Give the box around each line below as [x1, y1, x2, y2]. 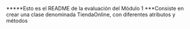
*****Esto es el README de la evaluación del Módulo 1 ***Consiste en [6, 5, 184, 12]
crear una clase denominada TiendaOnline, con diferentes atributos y [6, 11, 176, 18]
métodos [6, 17, 28, 24]
